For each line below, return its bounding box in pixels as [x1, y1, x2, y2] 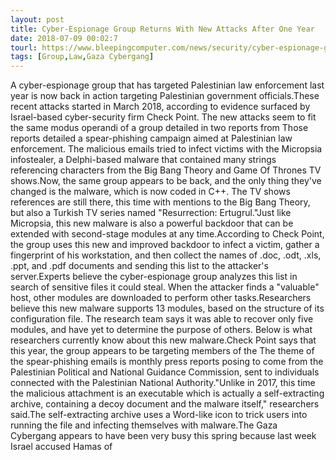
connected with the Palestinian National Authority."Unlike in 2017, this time [10, 377, 316, 389]
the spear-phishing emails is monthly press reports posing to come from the [10, 356, 324, 368]
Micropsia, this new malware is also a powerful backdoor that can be [10, 217, 294, 230]
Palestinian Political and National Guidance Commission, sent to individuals [10, 366, 320, 378]
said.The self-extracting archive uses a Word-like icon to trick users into [10, 409, 308, 421]
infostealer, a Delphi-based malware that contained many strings [10, 154, 277, 166]
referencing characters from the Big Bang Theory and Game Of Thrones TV [10, 164, 322, 176]
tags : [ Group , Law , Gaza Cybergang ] [10, 52, 155, 62]
